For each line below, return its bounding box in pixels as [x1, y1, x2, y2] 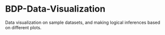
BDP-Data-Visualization [5, 3, 106, 15]
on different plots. [5, 24, 42, 30]
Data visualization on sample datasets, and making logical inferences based [5, 19, 161, 25]
